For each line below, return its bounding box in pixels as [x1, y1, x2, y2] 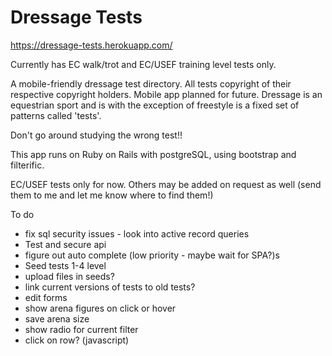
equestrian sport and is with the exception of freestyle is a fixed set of [10, 99, 300, 111]
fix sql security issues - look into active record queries [24, 227, 250, 240]
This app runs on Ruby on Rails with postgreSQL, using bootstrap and [10, 148, 297, 160]
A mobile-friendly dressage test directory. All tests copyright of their [10, 77, 292, 90]
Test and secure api [24, 238, 107, 250]
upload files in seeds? [24, 270, 115, 282]
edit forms [24, 291, 68, 303]
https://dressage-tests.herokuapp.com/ [10, 39, 173, 51]
